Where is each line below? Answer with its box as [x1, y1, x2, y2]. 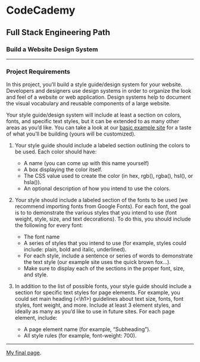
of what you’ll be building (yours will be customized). [6, 130, 136, 137]
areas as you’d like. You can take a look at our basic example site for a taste [6, 124, 192, 131]
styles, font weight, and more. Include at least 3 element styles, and [14, 301, 182, 309]
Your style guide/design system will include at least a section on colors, [6, 111, 182, 119]
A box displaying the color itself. [23, 166, 102, 173]
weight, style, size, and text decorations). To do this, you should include [14, 215, 192, 223]
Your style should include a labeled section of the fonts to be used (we [14, 197, 188, 204]
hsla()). [23, 179, 42, 186]
